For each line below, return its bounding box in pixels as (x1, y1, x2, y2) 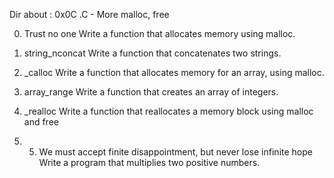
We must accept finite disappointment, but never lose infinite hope (38, 146, 313, 158)
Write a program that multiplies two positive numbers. (38, 157, 261, 168)
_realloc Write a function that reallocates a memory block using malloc (23, 105, 314, 117)
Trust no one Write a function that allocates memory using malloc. (23, 28, 296, 39)
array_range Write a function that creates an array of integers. (23, 86, 279, 98)
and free (23, 116, 59, 128)
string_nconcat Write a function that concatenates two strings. (23, 47, 282, 59)
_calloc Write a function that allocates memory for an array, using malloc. (23, 67, 325, 78)
